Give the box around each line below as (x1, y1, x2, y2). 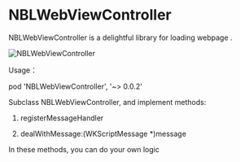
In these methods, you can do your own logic (8, 144, 160, 154)
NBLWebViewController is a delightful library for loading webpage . (8, 33, 233, 42)
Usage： (8, 65, 38, 75)
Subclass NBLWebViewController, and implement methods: (8, 97, 207, 107)
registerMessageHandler (20, 112, 104, 123)
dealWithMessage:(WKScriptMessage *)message (20, 129, 187, 138)
